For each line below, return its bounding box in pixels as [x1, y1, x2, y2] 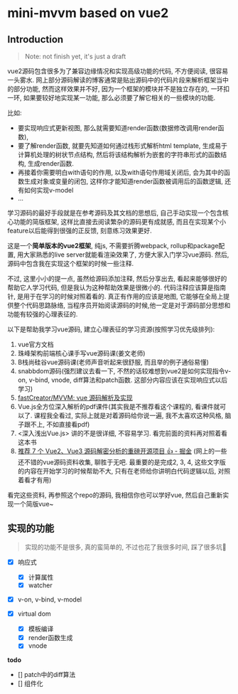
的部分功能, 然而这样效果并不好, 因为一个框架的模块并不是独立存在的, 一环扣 [7, 85, 229, 93]
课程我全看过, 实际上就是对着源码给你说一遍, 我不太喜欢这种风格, [33, 411, 224, 420]
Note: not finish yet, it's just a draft [24, 52, 126, 60]
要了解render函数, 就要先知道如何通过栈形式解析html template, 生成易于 [17, 142, 227, 150]
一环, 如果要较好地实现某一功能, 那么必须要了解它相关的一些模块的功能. [7, 94, 215, 102]
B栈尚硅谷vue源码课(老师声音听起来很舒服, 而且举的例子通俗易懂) [17, 358, 210, 366]
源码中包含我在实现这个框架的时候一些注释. [7, 260, 134, 267]
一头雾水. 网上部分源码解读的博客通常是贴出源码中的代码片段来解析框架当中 [7, 76, 229, 84]
